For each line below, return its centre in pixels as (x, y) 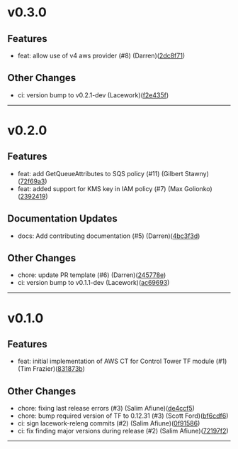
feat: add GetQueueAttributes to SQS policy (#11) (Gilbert (100, 173)
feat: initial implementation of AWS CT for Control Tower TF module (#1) (122, 361)
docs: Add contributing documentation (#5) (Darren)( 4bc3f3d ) (109, 236)
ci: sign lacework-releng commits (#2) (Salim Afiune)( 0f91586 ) (109, 423)
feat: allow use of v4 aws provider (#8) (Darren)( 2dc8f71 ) (101, 55)
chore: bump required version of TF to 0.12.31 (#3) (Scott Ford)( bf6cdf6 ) (123, 416)
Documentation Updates (63, 218)
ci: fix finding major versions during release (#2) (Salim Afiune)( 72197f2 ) (123, 431)
